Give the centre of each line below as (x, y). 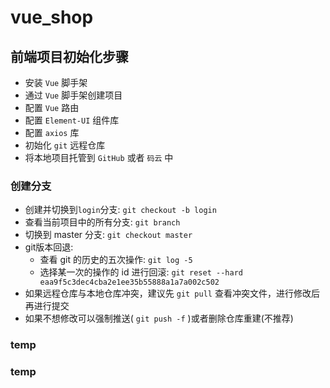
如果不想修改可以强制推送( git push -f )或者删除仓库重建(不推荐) (159, 318)
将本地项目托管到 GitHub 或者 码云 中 (99, 157)
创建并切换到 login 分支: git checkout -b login (120, 210)
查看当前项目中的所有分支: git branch (102, 222)
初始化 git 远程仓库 (65, 145)
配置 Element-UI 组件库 (72, 120)
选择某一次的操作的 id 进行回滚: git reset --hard (141, 272)
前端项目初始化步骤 (69, 56)
